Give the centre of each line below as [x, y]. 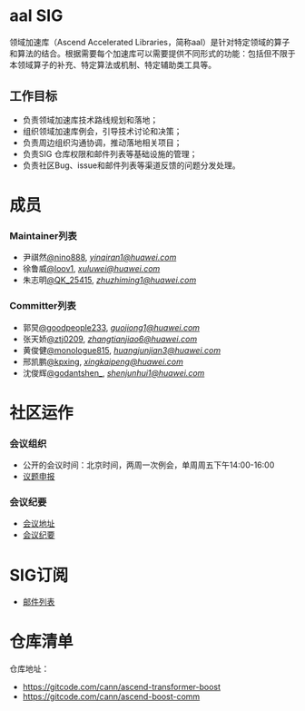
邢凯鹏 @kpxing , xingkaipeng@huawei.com [103, 361]
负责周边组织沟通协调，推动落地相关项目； [102, 143]
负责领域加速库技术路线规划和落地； [90, 120]
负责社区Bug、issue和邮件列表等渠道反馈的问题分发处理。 [131, 165]
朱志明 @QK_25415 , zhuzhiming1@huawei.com [109, 280]
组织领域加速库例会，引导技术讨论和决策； [102, 131]
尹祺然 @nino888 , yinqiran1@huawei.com [99, 257]
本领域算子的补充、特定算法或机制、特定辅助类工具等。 [113, 64]
